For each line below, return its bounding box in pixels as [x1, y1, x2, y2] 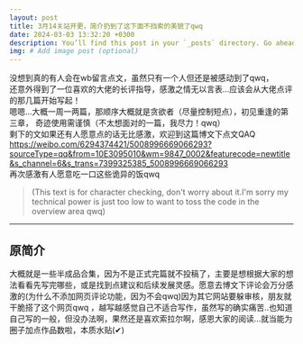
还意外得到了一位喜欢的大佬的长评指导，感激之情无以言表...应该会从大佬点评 [9, 84, 293, 95]
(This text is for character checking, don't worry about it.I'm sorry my [31, 186, 289, 198]
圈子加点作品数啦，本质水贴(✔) [9, 324, 124, 335]
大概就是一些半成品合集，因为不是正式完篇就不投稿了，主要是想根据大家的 [9, 267, 286, 279]
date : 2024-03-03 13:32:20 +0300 [9, 30, 135, 39]
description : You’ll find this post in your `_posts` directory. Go [9, 38, 272, 48]
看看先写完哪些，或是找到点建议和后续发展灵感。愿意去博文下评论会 [16, 279, 271, 290]
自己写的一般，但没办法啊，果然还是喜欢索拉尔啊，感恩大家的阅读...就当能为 [9, 312, 293, 324]
